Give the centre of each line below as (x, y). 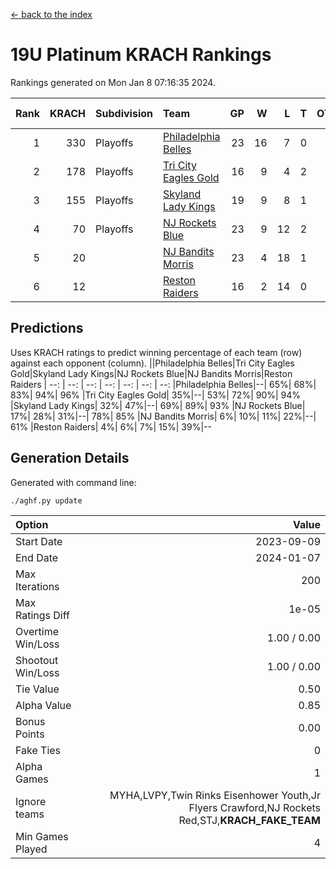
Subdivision (124, 113)
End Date (37, 557)
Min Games (42, 836)
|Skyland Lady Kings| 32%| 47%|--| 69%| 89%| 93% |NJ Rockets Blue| (158, 405)
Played (31, 849)
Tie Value (37, 689)
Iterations (37, 586)
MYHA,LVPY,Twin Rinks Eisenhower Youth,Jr (215, 795)
